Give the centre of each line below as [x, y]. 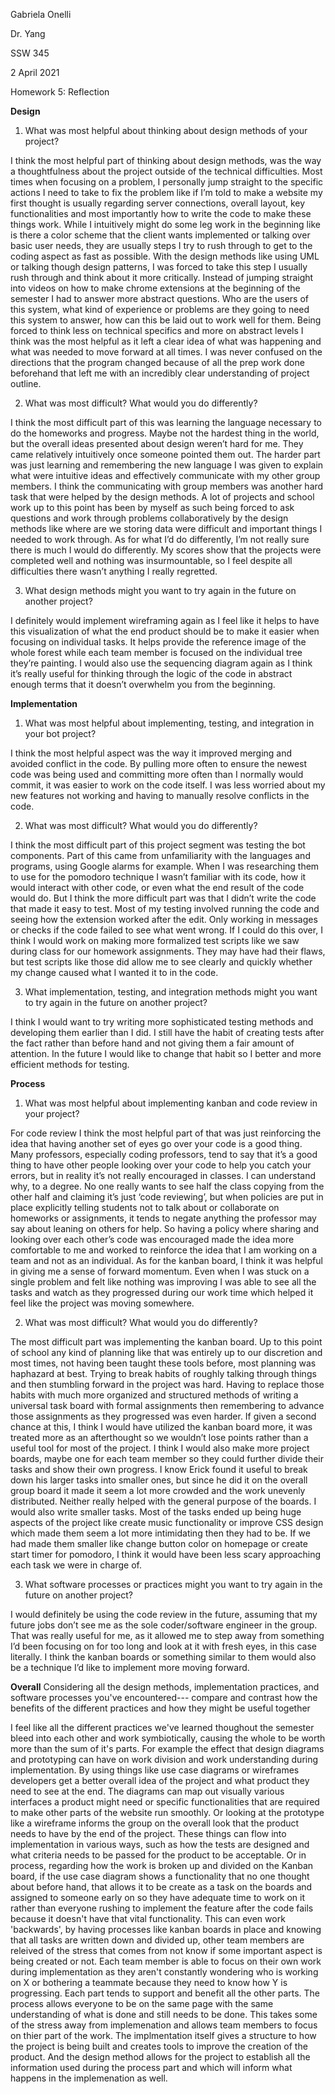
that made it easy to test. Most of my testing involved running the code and [165, 908]
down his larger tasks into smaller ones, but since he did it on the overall [159, 1480]
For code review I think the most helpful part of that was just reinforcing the [166, 1133]
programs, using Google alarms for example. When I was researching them [165, 866]
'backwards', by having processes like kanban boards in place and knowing [166, 1929]
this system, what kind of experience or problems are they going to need [160, 309]
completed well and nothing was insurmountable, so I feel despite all [151, 560]
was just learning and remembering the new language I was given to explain [167, 465]
